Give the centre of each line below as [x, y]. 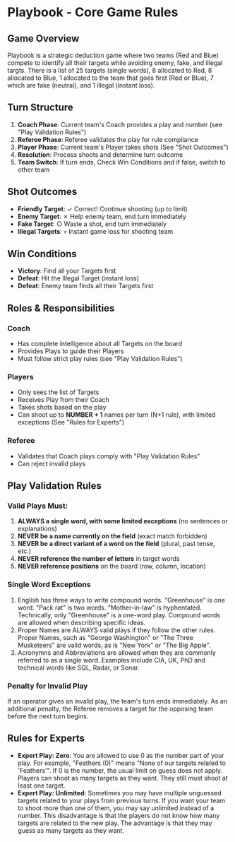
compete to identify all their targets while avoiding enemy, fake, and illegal [115, 63]
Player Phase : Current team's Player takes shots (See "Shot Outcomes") [123, 147]
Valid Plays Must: [38, 506]
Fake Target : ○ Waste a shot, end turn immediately [92, 224]
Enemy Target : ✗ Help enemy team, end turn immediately [102, 216]
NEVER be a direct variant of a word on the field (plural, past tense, [116, 544]
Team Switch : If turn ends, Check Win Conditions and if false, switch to [121, 162]
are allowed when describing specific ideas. [82, 622]
